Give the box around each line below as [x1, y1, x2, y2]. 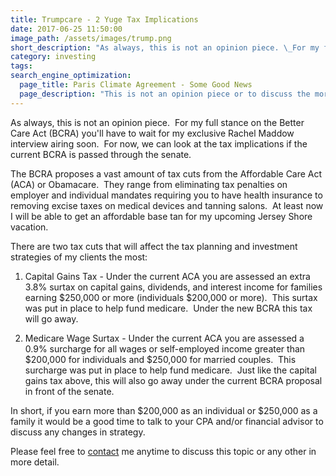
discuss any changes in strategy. [10, 426, 146, 438]
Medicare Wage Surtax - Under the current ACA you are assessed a [24, 332, 305, 344]
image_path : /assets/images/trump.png [10, 33, 172, 43]
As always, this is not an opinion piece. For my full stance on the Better [10, 116, 305, 128]
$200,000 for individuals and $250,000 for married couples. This [24, 353, 297, 365]
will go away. [24, 312, 79, 325]
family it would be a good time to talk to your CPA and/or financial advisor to [10, 415, 324, 427]
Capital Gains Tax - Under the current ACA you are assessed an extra [24, 270, 311, 282]
